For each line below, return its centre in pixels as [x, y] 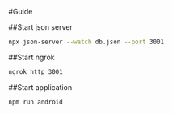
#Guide [21, 12]
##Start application [40, 87]
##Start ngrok [31, 57]
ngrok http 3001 [36, 71]
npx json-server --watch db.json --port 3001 [86, 42]
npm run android [36, 102]
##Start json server [40, 27]
